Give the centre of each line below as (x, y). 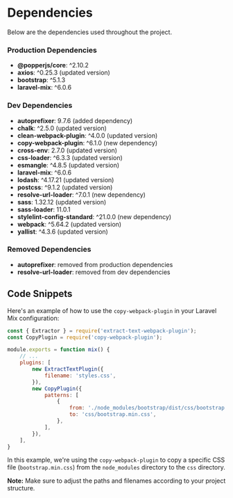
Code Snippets (40, 294)
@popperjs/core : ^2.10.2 (53, 65)
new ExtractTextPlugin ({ (68, 369)
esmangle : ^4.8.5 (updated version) (68, 165)
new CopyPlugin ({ (57, 388)
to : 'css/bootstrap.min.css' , (113, 415)
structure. (21, 488)
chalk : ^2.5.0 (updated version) (62, 128)
